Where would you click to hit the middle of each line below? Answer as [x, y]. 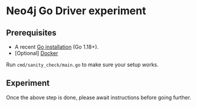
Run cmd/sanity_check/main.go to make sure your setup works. [83, 64]
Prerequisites [31, 33]
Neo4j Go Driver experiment [76, 11]
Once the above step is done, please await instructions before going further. [99, 97]
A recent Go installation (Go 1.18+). [57, 47]
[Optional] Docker [36, 53]
